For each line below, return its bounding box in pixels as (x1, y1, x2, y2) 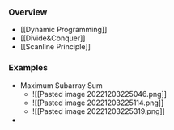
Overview (8, 6, 48, 18)
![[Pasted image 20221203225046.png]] (32, 89, 168, 99)
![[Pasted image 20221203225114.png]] (32, 98, 164, 107)
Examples (8, 62, 49, 73)
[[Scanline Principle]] (19, 42, 91, 52)
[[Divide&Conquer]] (19, 33, 86, 43)
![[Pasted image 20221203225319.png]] (32, 106, 166, 115)
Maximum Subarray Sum (19, 80, 103, 90)
